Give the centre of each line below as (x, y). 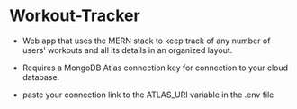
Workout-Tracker (75, 16)
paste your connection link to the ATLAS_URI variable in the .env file (148, 95)
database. (41, 77)
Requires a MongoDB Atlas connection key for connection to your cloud (155, 68)
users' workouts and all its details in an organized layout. (127, 50)
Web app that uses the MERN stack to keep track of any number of (146, 41)
